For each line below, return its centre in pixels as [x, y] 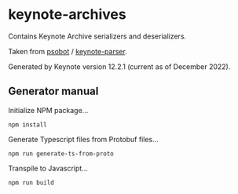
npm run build [31, 182]
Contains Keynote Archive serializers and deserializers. [97, 36]
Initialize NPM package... [48, 110]
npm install [27, 124]
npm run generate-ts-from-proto [61, 154]
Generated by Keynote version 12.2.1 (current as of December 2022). [119, 66]
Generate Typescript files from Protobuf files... [83, 139]
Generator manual [53, 92]
